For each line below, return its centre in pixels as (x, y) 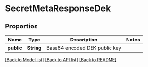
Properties (21, 26)
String (34, 48)
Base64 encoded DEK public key (84, 48)
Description (84, 40)
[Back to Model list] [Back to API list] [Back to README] (61, 60)
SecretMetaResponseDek (58, 8)
